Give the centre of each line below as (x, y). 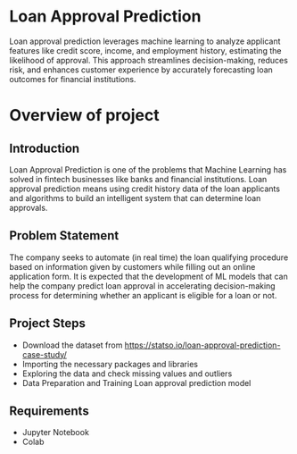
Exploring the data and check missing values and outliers (127, 374)
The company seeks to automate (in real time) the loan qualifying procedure (149, 257)
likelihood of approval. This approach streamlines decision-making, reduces (148, 60)
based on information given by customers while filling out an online (132, 266)
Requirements (49, 411)
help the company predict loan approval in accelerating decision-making (142, 286)
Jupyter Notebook (55, 433)
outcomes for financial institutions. (73, 79)
